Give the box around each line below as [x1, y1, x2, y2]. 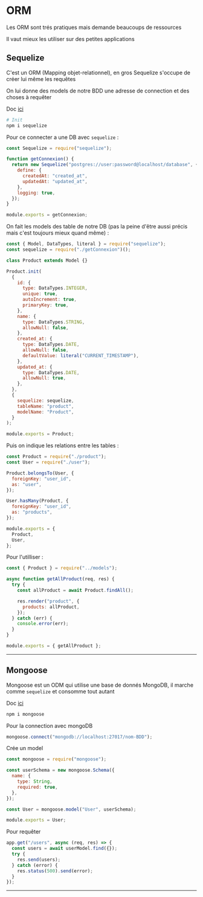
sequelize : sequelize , [17, 397, 74, 404]
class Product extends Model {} [6, 257, 88, 264]
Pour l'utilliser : [6, 554, 43, 561]
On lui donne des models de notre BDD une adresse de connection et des [6, 87, 190, 94]
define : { [17, 167, 42, 173]
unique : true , [22, 291, 59, 297]
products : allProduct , [22, 604, 80, 610]
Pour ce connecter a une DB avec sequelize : [6, 134, 119, 141]
